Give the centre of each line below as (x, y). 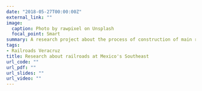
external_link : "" (29, 17)
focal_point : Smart (36, 34)
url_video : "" (24, 78)
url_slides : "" (25, 73)
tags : (13, 45)
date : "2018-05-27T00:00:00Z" (44, 12)
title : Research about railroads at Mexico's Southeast (78, 56)
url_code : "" (23, 62)
